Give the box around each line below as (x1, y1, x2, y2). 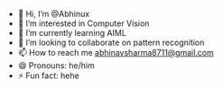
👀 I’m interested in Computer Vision (17, 18, 150, 29)
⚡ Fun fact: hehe (17, 70, 79, 81)
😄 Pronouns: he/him (17, 60, 95, 71)
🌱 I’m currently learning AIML (17, 28, 126, 38)
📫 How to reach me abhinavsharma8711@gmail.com (17, 48, 215, 57)
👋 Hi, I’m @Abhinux (17, 9, 90, 19)
